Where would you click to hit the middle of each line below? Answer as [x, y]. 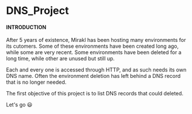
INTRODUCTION [26, 27]
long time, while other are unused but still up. [61, 59]
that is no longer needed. [36, 82]
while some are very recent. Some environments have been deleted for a [94, 52]
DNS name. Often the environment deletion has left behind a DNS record [93, 76]
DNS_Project [37, 11]
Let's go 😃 [19, 105]
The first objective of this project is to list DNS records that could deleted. [95, 94]
